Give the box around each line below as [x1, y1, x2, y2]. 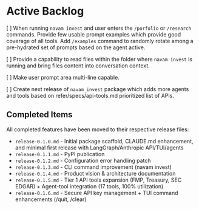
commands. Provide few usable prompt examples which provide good [6, 30, 181, 38]
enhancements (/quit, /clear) [15, 196, 87, 203]
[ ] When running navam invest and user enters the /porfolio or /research [6, 24, 192, 32]
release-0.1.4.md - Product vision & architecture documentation [15, 170, 176, 177]
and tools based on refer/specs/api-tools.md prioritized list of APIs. [6, 92, 175, 99]
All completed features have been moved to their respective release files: [6, 126, 189, 133]
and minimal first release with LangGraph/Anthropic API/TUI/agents [15, 144, 184, 151]
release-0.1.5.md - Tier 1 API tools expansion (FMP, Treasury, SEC [15, 176, 182, 183]
